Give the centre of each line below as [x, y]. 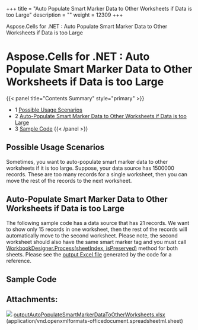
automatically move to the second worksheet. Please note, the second [92, 235]
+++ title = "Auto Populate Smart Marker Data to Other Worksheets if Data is [99, 9]
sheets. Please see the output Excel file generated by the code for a [89, 254]
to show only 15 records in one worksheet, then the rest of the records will [97, 229]
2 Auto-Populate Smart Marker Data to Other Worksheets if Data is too [100, 116]
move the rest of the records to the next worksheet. [69, 180]
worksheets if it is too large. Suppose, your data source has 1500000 [90, 168]
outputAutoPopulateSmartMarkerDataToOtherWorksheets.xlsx [89, 315]
